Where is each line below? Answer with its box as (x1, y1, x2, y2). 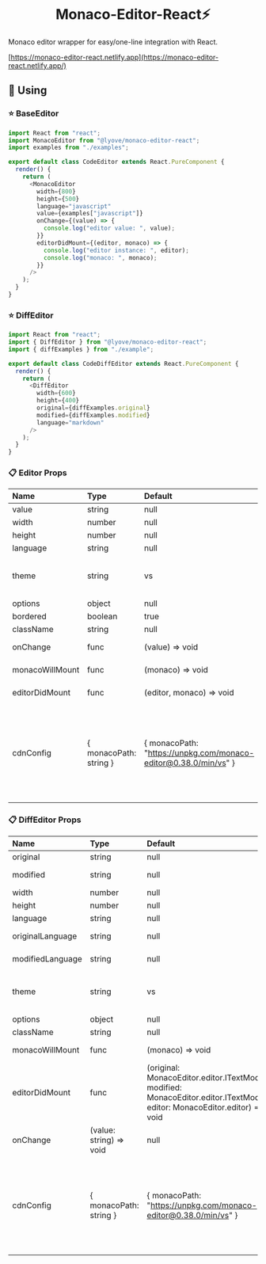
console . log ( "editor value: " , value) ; (43, 224, 176, 233)
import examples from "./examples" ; (8, 143, 129, 152)
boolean (86, 611, 118, 622)
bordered (12, 611, 47, 622)
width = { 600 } (36, 389, 77, 398)
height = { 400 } (36, 397, 80, 405)
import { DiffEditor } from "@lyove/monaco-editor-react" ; (8, 338, 207, 346)
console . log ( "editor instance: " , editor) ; (43, 246, 190, 254)
